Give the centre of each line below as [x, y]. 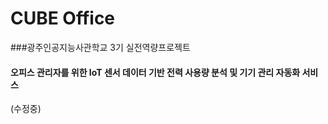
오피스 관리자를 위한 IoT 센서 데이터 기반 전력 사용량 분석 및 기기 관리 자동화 [155, 72]
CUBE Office [63, 18]
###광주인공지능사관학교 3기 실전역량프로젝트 [100, 47]
